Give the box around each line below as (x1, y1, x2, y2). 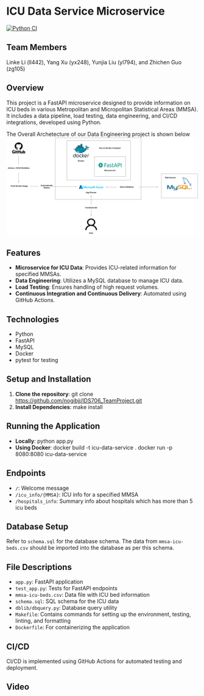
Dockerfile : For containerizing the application (15, 624, 130, 631)
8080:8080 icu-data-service (15, 450, 87, 457)
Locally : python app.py (15, 437, 74, 445)
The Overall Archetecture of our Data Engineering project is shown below (6, 130, 191, 138)
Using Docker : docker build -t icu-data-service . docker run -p (15, 443, 172, 451)
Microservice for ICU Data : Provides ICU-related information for (15, 264, 177, 272)
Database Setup (6, 521, 69, 531)
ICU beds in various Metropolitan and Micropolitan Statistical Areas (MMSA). (6, 105, 199, 113)
